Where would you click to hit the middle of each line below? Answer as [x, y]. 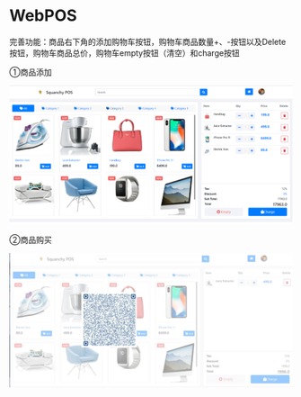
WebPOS [44, 16]
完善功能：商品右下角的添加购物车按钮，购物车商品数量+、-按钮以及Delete [148, 41]
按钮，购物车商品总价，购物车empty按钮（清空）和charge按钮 [124, 53]
